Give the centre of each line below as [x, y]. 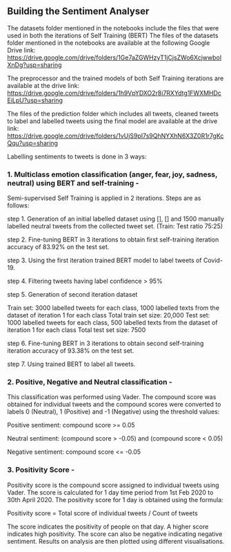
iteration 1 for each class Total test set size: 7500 [77, 330]
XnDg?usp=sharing [34, 64]
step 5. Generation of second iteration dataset [72, 295]
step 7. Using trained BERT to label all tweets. [71, 364]
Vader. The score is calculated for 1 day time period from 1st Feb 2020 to [110, 492]
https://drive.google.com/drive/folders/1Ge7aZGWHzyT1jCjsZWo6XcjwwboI [114, 57]
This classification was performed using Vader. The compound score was [112, 397]
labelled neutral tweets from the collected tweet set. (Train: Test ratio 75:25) [115, 226]
